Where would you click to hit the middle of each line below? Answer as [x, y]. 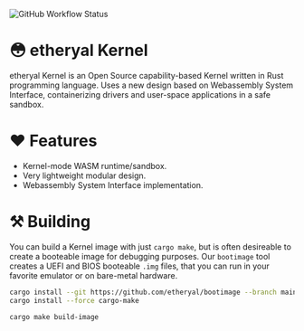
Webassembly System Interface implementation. [113, 184]
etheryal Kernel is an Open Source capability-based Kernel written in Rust [147, 75]
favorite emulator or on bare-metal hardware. [94, 275]
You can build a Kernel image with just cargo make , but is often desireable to [151, 246]
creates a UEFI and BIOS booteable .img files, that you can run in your [139, 266]
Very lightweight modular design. [84, 175]
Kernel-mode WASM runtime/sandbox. [95, 165]
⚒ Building [50, 222]
